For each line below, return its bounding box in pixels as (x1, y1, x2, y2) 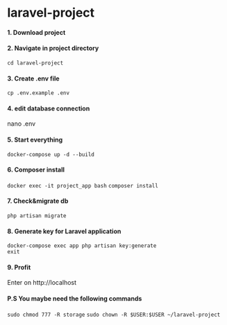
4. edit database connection (7, 104, 90, 112)
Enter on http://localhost (7, 278, 77, 287)
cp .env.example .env (7, 90, 70, 97)
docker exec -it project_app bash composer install (7, 182, 158, 189)
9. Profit (7, 262, 31, 272)
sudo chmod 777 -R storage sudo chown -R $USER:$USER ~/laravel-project (7, 311, 221, 318)
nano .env (7, 119, 36, 128)
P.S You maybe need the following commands (7, 294, 142, 303)
